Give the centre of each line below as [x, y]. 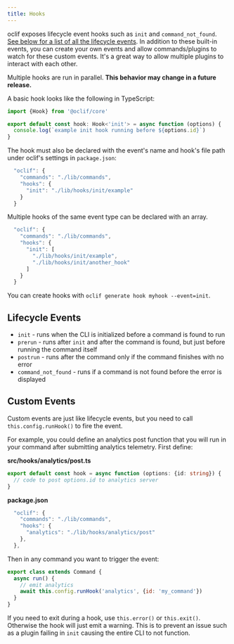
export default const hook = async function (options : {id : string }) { [114, 473]
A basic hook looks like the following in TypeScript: [81, 98]
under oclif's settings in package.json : [62, 158]
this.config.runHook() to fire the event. [65, 425]
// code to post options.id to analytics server [86, 480]
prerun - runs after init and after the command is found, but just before [121, 342]
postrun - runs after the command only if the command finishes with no [121, 357]
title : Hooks [26, 14]
